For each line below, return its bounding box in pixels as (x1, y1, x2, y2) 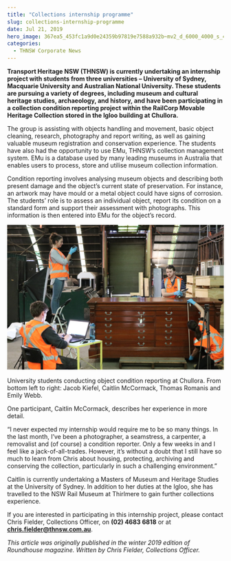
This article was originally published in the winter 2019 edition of (7, 538, 190, 547)
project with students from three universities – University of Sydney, (7, 74, 207, 83)
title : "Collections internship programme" (7, 11, 134, 18)
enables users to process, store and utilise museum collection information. (7, 161, 218, 169)
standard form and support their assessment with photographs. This (7, 204, 201, 212)
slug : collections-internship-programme (7, 18, 125, 25)
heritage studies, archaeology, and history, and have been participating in (7, 96, 223, 105)
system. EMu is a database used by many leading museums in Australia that (7, 154, 222, 162)
